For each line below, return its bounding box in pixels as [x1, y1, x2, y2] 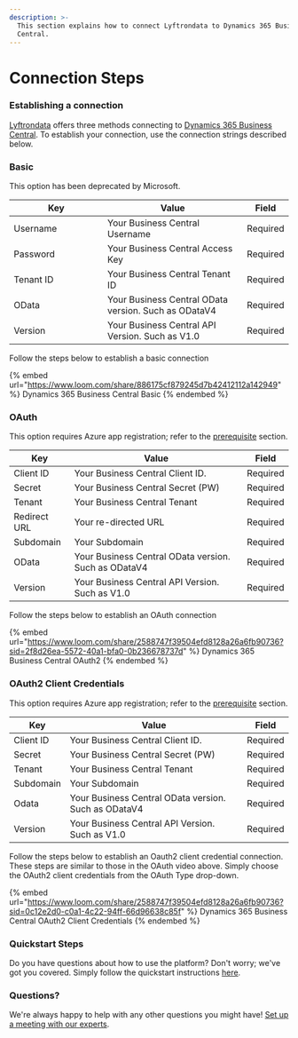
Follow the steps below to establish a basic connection [9, 353, 209, 364]
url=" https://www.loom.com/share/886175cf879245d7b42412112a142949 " [9, 379, 282, 391]
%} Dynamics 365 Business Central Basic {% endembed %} [9, 389, 229, 400]
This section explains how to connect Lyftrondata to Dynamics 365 [17, 21, 272, 30]
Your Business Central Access [107, 242, 233, 255]
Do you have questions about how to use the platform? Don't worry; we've [9, 958, 281, 969]
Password [13, 248, 56, 260]
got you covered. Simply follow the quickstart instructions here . [9, 967, 241, 978]
